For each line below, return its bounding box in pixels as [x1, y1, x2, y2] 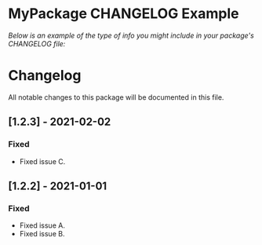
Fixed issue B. [19, 229, 65, 239]
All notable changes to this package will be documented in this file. [8, 92, 224, 102]
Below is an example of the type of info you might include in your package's [8, 31, 255, 40]
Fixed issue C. [19, 156, 66, 166]
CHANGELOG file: [8, 38, 66, 48]
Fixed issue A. [19, 221, 65, 230]
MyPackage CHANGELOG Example [8, 5, 239, 23]
